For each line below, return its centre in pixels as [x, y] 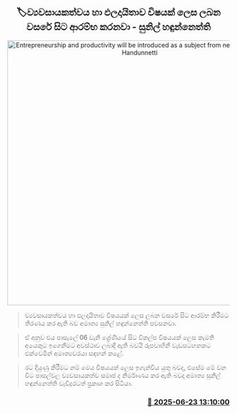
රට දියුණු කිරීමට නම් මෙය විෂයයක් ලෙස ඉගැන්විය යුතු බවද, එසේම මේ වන [126, 367]
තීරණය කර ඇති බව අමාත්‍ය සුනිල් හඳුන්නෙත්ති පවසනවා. [100, 323]
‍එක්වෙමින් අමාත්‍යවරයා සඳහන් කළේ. [74, 353]
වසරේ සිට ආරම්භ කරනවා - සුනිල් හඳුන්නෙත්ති [119, 27]
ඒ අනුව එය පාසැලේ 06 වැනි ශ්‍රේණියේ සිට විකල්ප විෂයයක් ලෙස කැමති [119, 337]
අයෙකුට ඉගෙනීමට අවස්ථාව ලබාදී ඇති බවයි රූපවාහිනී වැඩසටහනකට [118, 345]
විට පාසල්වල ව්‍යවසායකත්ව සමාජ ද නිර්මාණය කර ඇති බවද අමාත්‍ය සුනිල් [122, 375]
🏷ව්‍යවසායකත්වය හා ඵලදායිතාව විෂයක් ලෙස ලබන [119, 12]
